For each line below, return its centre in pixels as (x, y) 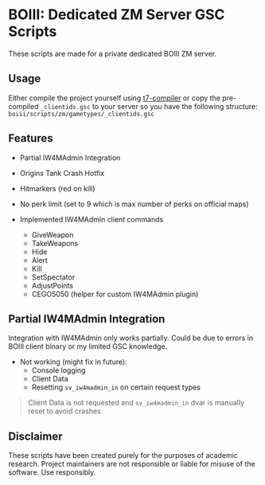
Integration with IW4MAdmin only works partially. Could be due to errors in (131, 338)
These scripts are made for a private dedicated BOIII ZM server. (113, 53)
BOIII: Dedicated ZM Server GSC (117, 15)
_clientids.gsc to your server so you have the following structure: (149, 106)
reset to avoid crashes (64, 411)
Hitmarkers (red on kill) (57, 188)
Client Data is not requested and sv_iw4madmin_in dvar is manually (136, 403)
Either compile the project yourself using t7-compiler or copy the (115, 98)
